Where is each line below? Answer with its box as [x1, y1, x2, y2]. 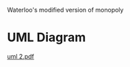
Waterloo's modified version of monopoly [7, 6, 124, 14]
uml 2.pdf [7, 52, 34, 60]
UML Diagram [7, 30, 86, 45]
